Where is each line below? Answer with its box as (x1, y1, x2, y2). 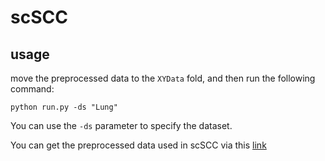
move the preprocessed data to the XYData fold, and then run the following (10, 72, 316, 84)
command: (10, 83, 55, 95)
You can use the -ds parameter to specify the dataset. (10, 120, 233, 131)
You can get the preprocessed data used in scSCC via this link (10, 139, 267, 151)
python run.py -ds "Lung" (10, 102, 118, 112)
